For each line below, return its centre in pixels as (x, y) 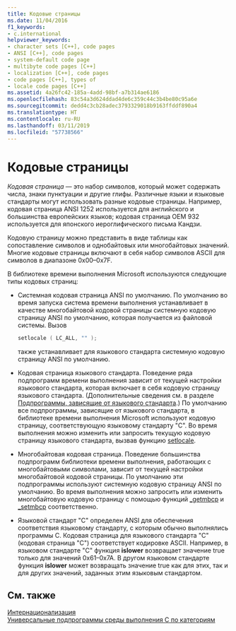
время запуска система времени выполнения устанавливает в (113, 303)
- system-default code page (49, 60)
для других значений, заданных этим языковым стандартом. (110, 573)
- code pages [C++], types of (52, 79)
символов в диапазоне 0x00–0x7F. (60, 260)
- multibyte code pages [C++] (52, 66)
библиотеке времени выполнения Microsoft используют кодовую (116, 418)
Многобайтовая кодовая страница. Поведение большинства (109, 454)
